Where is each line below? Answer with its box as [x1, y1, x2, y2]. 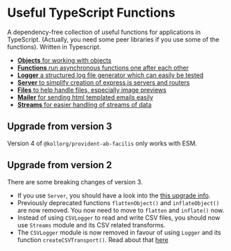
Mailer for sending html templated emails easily [17, 92, 154, 102]
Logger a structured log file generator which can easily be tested [17, 71, 204, 79]
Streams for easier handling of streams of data [17, 100, 152, 108]
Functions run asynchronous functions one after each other [17, 63, 189, 72]
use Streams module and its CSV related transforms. [17, 220, 166, 229]
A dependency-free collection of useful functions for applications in [7, 28, 201, 36]
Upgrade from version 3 [7, 120, 112, 133]
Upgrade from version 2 [7, 159, 112, 171]
